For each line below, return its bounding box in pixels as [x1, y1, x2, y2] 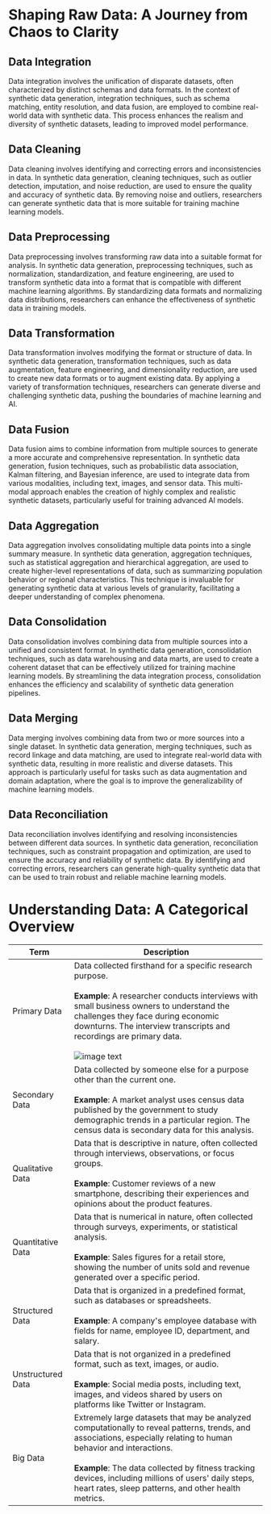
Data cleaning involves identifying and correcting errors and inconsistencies [8, 164, 262, 174]
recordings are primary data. [73, 1031, 182, 1042]
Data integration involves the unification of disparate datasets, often [8, 77, 234, 86]
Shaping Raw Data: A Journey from [8, 6, 248, 24]
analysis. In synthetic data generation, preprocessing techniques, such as [8, 260, 253, 270]
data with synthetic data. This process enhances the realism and [28, 111, 244, 120]
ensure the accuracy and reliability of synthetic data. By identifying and [8, 855, 246, 864]
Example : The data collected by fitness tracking [73, 1462, 256, 1474]
